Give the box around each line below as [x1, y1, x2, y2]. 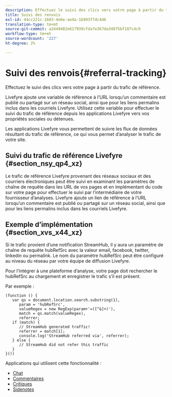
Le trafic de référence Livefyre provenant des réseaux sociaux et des [5, 173, 151, 179]
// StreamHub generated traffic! [18, 324, 91, 330]
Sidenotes [12, 386, 34, 392]
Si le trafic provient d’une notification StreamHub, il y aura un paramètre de [5, 242, 164, 248]
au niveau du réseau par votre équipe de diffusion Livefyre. [5, 258, 131, 264]
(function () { [5, 293, 38, 298]
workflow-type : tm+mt [5, 31, 52, 36]
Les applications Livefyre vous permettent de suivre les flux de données [5, 126, 158, 132]
